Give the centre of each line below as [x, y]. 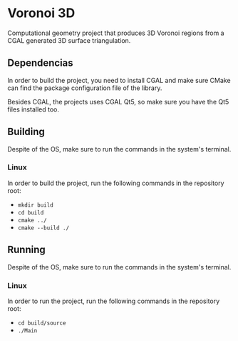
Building [26, 132]
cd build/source [42, 323]
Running [27, 250]
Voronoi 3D [41, 13]
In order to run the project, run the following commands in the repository [114, 301]
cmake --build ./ [43, 228]
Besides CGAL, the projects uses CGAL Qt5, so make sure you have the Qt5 [118, 102]
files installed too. [33, 109]
